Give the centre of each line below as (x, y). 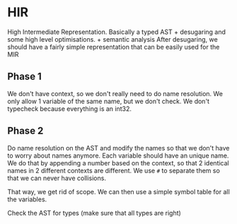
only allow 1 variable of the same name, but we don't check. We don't (109, 101)
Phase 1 (25, 77)
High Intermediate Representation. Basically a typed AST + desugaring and (117, 32)
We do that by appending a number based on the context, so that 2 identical (118, 163)
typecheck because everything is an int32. (70, 108)
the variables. (27, 199)
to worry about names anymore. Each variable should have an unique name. (118, 155)
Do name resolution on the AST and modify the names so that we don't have (118, 148)
